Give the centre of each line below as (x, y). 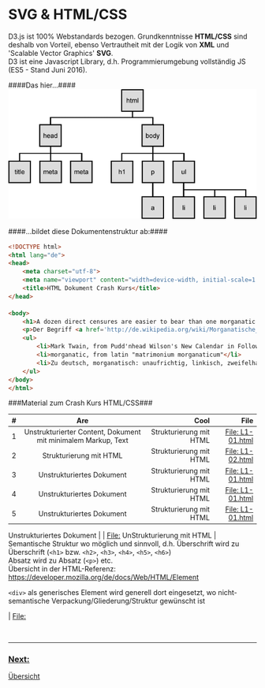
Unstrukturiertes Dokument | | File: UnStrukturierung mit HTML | (112, 535)
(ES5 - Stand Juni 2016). (48, 69)
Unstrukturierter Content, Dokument (82, 432)
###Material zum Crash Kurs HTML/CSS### (80, 403)
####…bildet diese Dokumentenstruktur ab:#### (88, 231)
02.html (241, 459)
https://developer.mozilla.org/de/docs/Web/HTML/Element (104, 577)
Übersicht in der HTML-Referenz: (62, 568)
